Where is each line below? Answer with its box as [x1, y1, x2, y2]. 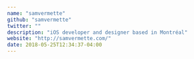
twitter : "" [7, 22, 41, 29]
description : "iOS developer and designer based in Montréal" [7, 28, 188, 36]
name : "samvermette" [7, 9, 66, 17]
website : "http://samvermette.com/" [7, 35, 111, 42]
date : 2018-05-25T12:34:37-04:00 [7, 41, 102, 48]
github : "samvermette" [7, 16, 72, 23]
